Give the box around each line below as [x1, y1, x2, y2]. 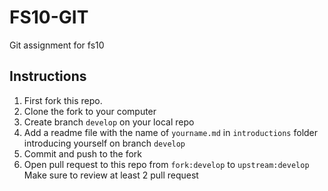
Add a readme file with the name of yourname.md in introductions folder [23, 126, 319, 138]
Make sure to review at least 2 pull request [23, 169, 199, 181]
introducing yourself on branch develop [23, 137, 186, 149]
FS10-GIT [9, 6, 89, 29]
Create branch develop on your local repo [23, 116, 195, 128]
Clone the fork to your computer [23, 105, 157, 117]
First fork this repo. [23, 94, 103, 106]
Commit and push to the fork [23, 147, 143, 160]
